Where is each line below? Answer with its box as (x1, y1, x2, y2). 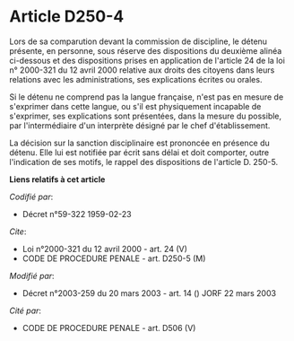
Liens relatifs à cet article (9, 173, 106, 185)
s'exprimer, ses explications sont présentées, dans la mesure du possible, (9, 110, 282, 121)
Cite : (9, 226, 27, 237)
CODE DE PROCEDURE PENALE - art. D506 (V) (22, 322, 196, 333)
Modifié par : (9, 270, 56, 281)
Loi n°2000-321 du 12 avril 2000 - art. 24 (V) (22, 243, 188, 254)
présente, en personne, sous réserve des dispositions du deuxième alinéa (9, 45, 282, 56)
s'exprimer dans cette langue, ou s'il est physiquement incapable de (9, 101, 262, 111)
